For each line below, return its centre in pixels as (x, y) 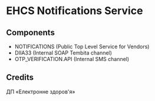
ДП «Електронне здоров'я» (41, 92)
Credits (20, 78)
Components (30, 33)
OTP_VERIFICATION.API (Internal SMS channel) (72, 59)
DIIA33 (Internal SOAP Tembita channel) (63, 53)
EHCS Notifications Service (75, 11)
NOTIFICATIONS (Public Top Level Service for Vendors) (82, 46)
